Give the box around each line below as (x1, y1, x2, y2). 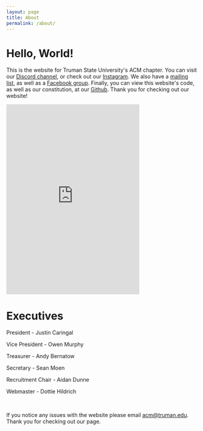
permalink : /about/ (6, 20, 56, 26)
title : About (6, 15, 40, 21)
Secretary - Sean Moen (6, 364, 65, 371)
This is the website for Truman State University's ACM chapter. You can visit (6, 66, 198, 74)
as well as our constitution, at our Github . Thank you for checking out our (6, 86, 190, 93)
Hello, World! (6, 46, 74, 60)
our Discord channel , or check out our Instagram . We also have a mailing (6, 73, 188, 80)
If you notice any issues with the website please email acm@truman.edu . (6, 412, 189, 419)
